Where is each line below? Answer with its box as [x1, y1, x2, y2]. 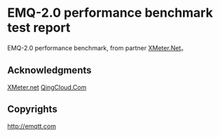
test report [7, 20, 71, 36]
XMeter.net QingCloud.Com [7, 82, 87, 92]
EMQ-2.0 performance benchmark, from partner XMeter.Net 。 [7, 43, 188, 52]
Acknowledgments [7, 64, 92, 76]
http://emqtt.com [7, 122, 56, 130]
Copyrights [7, 103, 57, 115]
